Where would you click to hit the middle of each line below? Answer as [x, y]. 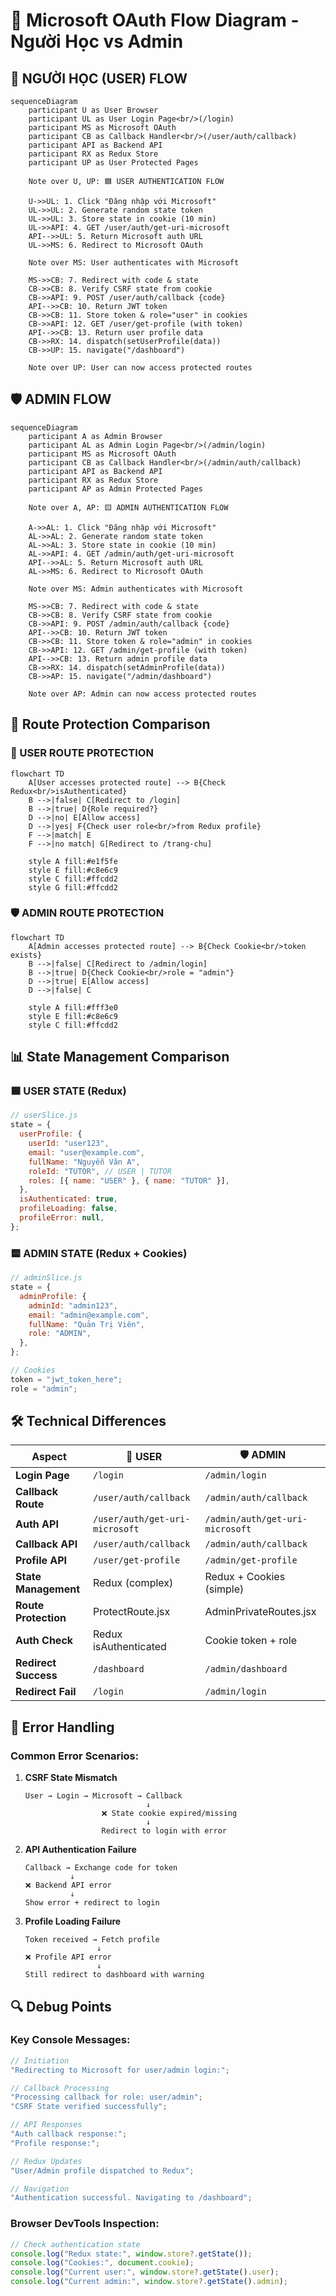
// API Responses [46, 2125]
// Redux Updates [46, 2161]
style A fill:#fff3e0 [73, 1007]
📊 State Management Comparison [120, 1057]
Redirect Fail [46, 1692]
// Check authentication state [75, 2244]
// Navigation [40, 2189]
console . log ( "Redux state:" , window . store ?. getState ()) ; [131, 2254]
